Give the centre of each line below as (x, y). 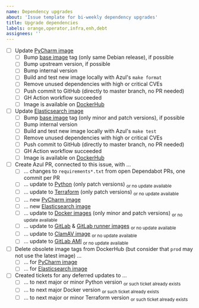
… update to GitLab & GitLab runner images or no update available (100, 226)
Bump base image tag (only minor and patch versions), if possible (104, 118)
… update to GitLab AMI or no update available (76, 242)
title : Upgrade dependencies (42, 23)
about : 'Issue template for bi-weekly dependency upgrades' (82, 17)
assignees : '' (24, 34)
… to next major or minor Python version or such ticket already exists (102, 283)
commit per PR (42, 178)
